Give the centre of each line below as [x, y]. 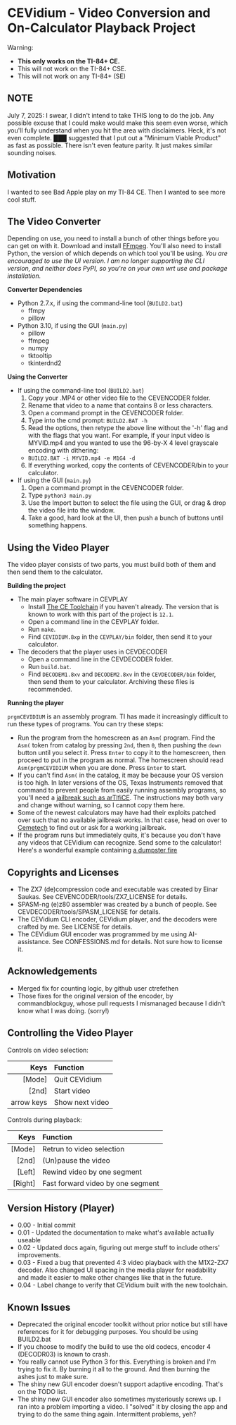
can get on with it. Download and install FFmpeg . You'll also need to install [114, 246]
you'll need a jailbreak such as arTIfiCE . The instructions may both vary [120, 797]
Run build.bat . [50, 667]
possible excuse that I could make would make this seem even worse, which [118, 123]
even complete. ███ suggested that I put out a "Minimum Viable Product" [114, 137]
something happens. [58, 525]
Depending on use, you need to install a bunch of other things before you [113, 238]
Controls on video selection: [48, 1050]
